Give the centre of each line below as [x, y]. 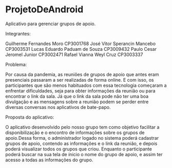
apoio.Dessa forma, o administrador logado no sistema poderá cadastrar [82, 138]
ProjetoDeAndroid [44, 10]
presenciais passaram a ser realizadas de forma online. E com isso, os [80, 80]
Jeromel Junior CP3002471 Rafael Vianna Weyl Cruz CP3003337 [74, 54]
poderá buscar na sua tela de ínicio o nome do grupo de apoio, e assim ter [84, 154]
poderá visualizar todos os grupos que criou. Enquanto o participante [79, 149]
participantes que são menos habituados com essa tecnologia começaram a [86, 85]
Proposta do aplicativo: [30, 117]
